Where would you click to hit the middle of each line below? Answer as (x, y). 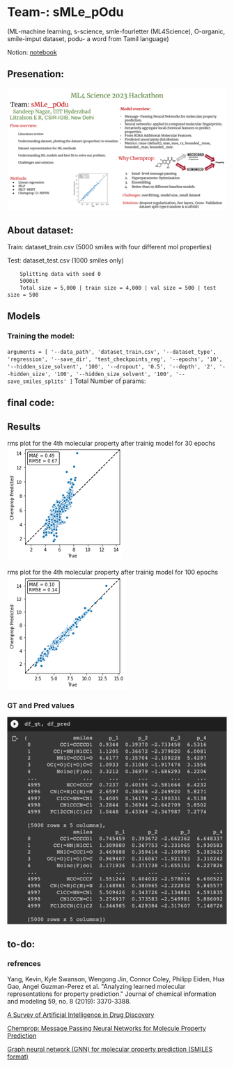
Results (24, 427)
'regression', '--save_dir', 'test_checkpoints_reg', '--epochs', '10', (115, 359)
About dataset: (40, 230)
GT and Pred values (41, 706)
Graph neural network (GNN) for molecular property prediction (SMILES (110, 1049)
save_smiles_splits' (37, 381)
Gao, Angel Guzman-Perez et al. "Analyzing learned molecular (96, 986)
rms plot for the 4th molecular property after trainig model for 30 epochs (111, 443)
